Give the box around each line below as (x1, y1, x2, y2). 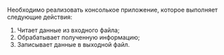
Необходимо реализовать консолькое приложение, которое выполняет (7, 6, 218, 14)
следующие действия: (7, 13, 73, 21)
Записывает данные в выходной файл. (16, 41, 130, 48)
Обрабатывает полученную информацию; (16, 33, 140, 41)
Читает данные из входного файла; (16, 26, 120, 34)
